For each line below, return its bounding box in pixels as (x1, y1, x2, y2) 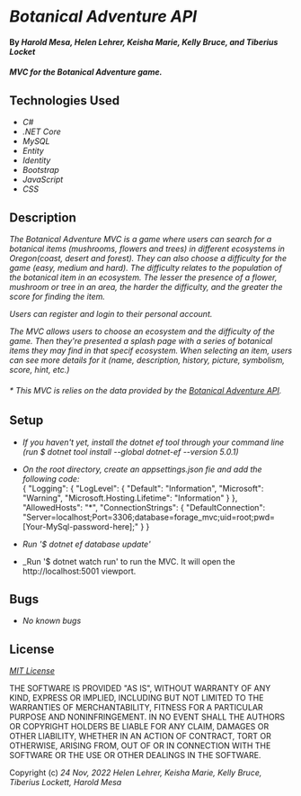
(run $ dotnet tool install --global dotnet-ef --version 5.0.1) (22, 446, 240, 457)
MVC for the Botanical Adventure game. (9, 67, 163, 77)
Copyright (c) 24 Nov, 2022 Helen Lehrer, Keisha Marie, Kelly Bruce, (9, 767, 262, 778)
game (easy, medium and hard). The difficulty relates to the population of (9, 263, 283, 273)
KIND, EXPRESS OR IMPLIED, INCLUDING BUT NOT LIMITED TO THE (9, 692, 264, 703)
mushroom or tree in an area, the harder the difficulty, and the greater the (9, 282, 283, 292)
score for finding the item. (9, 291, 106, 302)
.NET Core (22, 126, 61, 137)
